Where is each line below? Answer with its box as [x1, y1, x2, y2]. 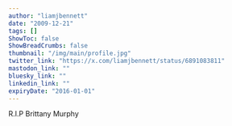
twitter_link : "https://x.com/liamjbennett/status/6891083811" [8, 57, 226, 65]
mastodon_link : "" [8, 65, 70, 73]
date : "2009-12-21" [8, 19, 74, 27]
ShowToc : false [8, 34, 60, 43]
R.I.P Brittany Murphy [8, 109, 79, 119]
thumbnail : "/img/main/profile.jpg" [8, 49, 131, 57]
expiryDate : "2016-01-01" [8, 86, 95, 95]
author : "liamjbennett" [8, 11, 89, 20]
